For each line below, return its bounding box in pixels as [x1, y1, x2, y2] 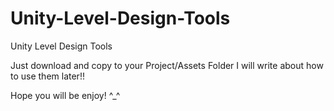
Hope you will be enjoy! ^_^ [10, 89, 121, 101]
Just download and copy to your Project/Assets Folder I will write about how [10, 59, 324, 71]
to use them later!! [10, 70, 85, 82]
